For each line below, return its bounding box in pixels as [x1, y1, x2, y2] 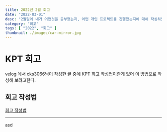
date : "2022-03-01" [5, 12, 46, 17]
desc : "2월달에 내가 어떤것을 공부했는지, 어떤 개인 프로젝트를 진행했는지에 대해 [5, 16, 149, 21]
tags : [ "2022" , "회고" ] [5, 26, 57, 31]
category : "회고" [5, 21, 39, 26]
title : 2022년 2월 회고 [5, 7, 50, 12]
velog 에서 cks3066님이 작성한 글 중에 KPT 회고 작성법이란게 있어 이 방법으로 [5, 71, 157, 77]
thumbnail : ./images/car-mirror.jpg [5, 30, 81, 35]
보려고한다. [14, 77, 36, 83]
